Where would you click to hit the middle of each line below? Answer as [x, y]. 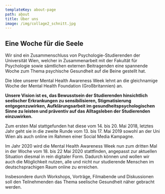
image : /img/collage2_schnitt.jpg [41, 23]
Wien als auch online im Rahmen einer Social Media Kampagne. [70, 137]
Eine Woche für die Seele [44, 43]
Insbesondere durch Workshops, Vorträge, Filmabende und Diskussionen [80, 177]
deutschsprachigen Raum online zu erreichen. [52, 167]
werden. [14, 187]
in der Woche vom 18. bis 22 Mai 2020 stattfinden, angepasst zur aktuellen [81, 152]
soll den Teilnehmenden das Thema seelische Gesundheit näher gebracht [80, 182]
